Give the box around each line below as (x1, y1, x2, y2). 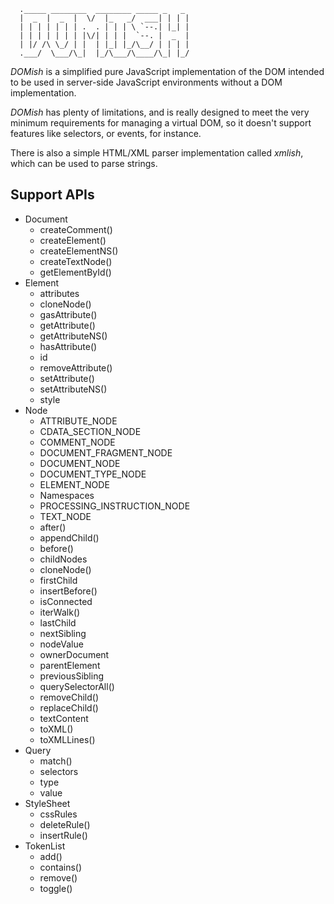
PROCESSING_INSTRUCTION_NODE (39, 500, 191, 512)
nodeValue (39, 638, 84, 650)
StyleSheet (24, 797, 71, 809)
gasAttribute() (39, 308, 98, 320)
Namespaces (39, 489, 95, 501)
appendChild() (39, 531, 100, 544)
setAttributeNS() (39, 383, 108, 395)
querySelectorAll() (39, 680, 115, 692)
